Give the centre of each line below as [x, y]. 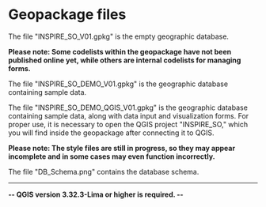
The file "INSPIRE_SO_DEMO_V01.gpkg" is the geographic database [118, 84]
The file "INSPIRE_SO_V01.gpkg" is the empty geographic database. [119, 36]
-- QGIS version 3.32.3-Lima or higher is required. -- [96, 194]
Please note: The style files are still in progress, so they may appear [122, 148]
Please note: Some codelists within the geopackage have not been [120, 51]
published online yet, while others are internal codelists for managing [125, 60]
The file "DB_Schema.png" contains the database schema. [104, 171]
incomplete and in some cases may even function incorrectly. [112, 156]
